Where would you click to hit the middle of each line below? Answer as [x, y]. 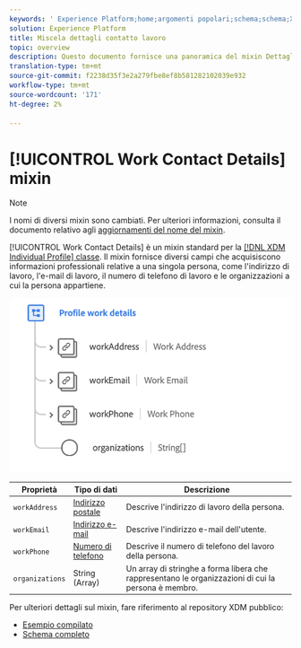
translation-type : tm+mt [56, 66]
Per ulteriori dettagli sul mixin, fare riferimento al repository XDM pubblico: [146, 608]
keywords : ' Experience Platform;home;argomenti [102, 19]
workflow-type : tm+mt [50, 85]
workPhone [31, 552]
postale [87, 512]
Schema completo [56, 635]
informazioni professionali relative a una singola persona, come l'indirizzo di [149, 267]
